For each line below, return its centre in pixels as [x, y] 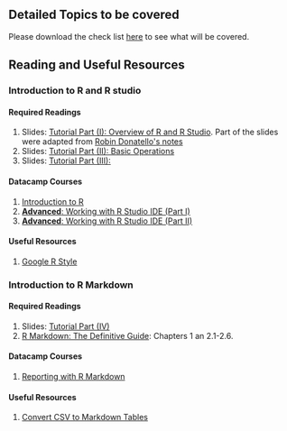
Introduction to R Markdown [71, 285]
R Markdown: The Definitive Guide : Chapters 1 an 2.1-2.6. [127, 335]
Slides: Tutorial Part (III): [66, 160]
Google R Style [49, 261]
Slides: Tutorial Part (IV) [65, 326]
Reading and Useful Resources [97, 65]
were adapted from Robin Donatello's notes [102, 142]
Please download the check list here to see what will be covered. [129, 36]
